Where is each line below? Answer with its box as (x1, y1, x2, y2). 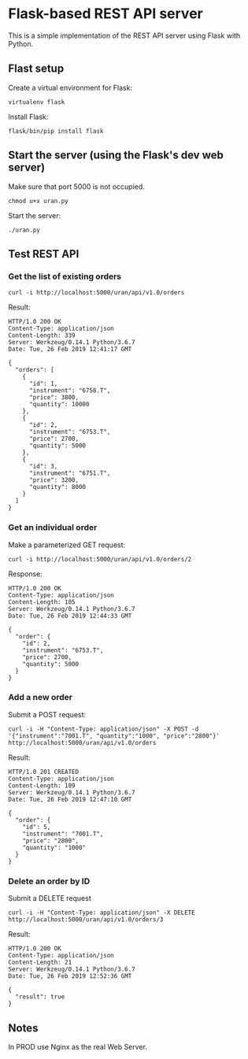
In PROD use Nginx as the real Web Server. (8, 1042, 148, 1051)
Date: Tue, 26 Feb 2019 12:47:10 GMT (8, 795, 132, 803)
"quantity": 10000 (28, 401, 90, 409)
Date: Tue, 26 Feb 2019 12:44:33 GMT (8, 612, 132, 620)
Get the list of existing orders (8, 271, 122, 282)
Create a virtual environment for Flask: (8, 83, 132, 92)
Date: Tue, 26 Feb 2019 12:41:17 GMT (8, 346, 132, 354)
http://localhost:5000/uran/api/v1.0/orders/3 (8, 916, 164, 924)
